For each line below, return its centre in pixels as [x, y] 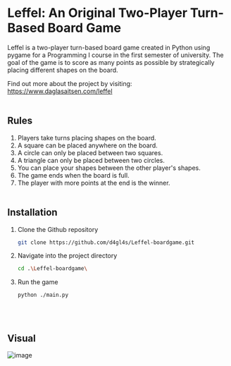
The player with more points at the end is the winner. [94, 183]
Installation [32, 213]
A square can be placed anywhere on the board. [88, 145]
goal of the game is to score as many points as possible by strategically [111, 62]
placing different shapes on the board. [63, 70]
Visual [22, 338]
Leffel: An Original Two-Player [98, 13]
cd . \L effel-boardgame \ [52, 269]
